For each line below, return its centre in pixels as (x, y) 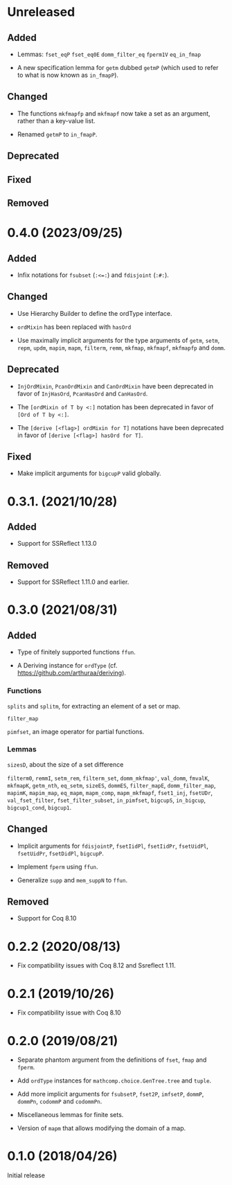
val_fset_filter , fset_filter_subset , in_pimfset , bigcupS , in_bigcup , (107, 800)
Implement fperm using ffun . (57, 866)
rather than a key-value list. (56, 121)
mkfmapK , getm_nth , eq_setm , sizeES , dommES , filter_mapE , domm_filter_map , (111, 785)
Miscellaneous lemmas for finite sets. (70, 1115)
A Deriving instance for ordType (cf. (67, 666)
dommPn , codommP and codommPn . (60, 1101)
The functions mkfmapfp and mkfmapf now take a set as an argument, (114, 113)
